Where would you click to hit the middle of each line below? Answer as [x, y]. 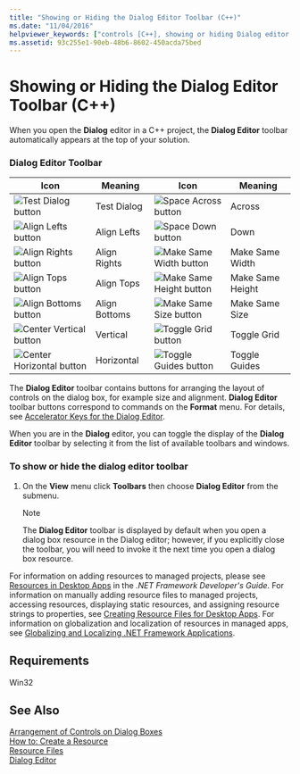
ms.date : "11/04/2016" [51, 26]
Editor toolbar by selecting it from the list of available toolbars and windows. [150, 444]
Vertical [111, 335]
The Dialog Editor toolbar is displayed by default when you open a [144, 530]
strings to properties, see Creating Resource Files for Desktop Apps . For [142, 613]
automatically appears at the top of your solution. [100, 140]
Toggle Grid [255, 335]
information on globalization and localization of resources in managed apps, [149, 623]
